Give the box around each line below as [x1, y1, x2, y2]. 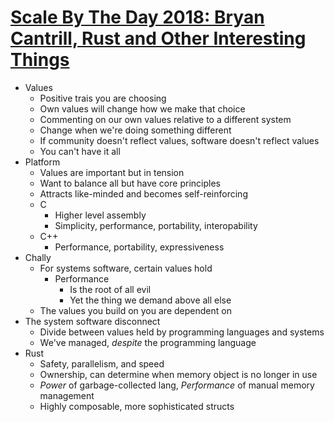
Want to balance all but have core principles [39, 177, 221, 189]
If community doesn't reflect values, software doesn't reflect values [39, 134, 320, 146]
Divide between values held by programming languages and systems [39, 326, 325, 338]
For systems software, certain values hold [39, 262, 213, 274]
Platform [24, 156, 61, 168]
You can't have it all [39, 145, 121, 157]
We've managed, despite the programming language [39, 336, 257, 348]
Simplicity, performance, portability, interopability [54, 219, 258, 231]
